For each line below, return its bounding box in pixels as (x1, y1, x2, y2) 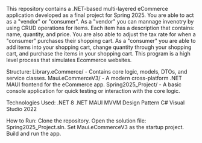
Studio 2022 (6, 106, 37, 112)
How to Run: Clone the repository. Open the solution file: (6, 117, 147, 124)
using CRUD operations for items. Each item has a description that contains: (6, 24, 195, 31)
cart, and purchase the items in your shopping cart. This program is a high (6, 50, 191, 57)
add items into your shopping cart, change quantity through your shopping (6, 43, 192, 51)
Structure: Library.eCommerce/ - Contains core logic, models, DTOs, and (6, 68, 188, 75)
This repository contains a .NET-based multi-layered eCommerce (6, 5, 168, 12)
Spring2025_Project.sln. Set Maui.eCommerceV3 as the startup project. (6, 124, 184, 130)
